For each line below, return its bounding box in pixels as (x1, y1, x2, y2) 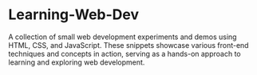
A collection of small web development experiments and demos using (8, 32, 237, 41)
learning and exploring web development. (8, 57, 145, 67)
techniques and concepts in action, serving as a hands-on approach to (8, 49, 241, 58)
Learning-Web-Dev (8, 6, 140, 24)
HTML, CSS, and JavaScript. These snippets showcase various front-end (8, 40, 249, 49)
